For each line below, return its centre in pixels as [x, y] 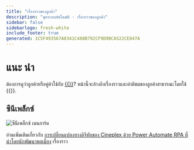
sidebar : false [25, 22]
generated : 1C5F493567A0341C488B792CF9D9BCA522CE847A [73, 39]
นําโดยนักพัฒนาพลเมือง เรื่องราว [37, 141]
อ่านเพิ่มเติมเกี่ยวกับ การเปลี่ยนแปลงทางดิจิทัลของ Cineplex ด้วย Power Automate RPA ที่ [97, 134]
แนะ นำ [20, 67]
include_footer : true [33, 33]
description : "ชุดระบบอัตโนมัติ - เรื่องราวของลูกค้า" [57, 17]
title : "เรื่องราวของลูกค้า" [32, 11]
